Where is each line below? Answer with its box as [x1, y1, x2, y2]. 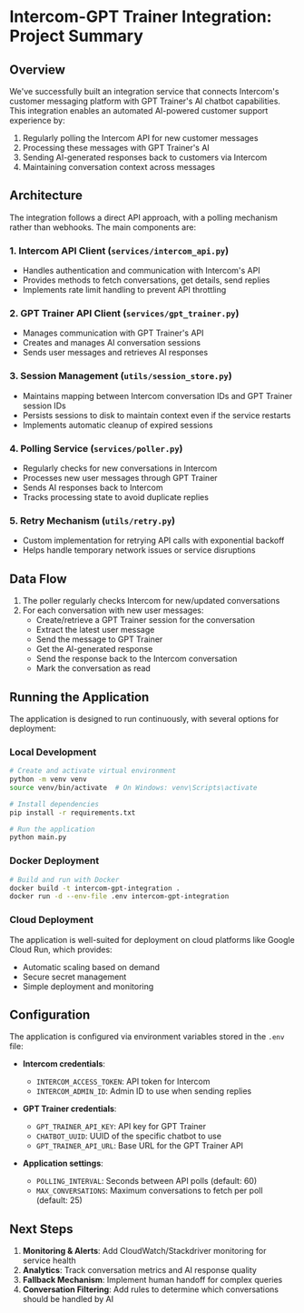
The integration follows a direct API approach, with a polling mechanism [9, 212, 279, 223]
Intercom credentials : [22, 1058, 106, 1069]
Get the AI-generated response [35, 644, 153, 655]
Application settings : [22, 1158, 104, 1169]
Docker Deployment [9, 855, 100, 867]
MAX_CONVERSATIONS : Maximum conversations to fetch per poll [35, 1185, 263, 1197]
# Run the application [9, 825, 95, 834]
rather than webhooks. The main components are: [9, 221, 197, 233]
